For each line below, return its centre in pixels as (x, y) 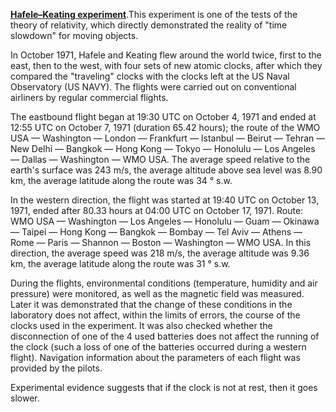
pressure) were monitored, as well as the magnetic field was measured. (157, 293)
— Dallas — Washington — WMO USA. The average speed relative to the (160, 159)
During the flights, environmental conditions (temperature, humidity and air (164, 283)
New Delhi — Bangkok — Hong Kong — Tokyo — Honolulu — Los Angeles (163, 148)
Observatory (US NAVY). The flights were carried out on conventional (153, 87)
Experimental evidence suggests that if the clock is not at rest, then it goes (164, 387)
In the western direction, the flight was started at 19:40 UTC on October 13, (165, 200)
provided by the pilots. (56, 368)
